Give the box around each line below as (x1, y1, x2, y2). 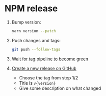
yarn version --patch (11, 28, 56, 33)
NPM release (4, 3, 58, 14)
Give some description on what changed (19, 85, 101, 91)
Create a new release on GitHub (11, 65, 77, 71)
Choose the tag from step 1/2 (19, 74, 78, 81)
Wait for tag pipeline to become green (11, 56, 89, 62)
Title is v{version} (19, 80, 56, 86)
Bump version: (11, 19, 41, 25)
